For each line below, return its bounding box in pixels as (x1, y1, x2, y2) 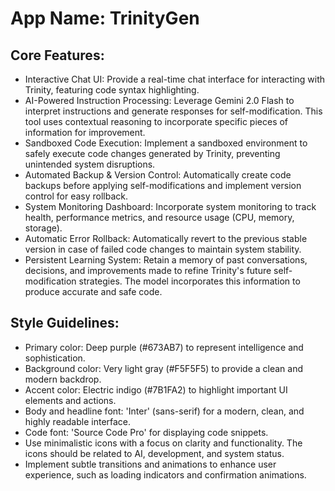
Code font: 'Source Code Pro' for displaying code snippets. (24, 426, 269, 438)
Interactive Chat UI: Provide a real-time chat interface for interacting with (24, 73, 326, 85)
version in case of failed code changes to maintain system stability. (24, 243, 302, 255)
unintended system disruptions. (24, 158, 156, 170)
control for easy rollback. (24, 190, 129, 202)
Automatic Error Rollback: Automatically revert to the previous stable (24, 233, 308, 244)
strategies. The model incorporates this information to (78, 275, 301, 287)
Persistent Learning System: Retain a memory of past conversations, (24, 254, 308, 266)
